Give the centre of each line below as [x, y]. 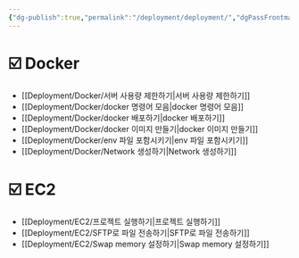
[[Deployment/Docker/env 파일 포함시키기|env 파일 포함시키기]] [135, 140]
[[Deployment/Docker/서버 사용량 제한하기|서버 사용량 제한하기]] [136, 96]
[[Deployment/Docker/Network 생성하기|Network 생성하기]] [129, 151]
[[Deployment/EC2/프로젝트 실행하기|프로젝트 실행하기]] [120, 221]
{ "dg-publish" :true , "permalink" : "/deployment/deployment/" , [123, 17]
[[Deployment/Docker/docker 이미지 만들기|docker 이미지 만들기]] [140, 129]
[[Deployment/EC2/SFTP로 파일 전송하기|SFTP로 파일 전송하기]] [136, 232]
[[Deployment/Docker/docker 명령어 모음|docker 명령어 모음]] [133, 106]
